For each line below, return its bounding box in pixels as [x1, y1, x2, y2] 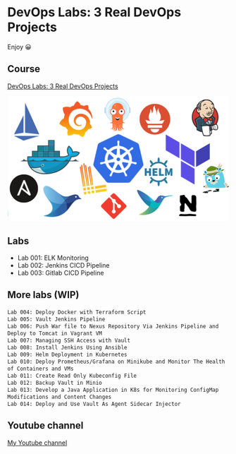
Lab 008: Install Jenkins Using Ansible [7, 344, 128, 351]
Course [7, 63, 41, 75]
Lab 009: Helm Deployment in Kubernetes [7, 351, 128, 358]
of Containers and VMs [7, 365, 74, 372]
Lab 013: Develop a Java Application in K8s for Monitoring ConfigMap [7, 386, 219, 393]
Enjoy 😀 [7, 42, 32, 51]
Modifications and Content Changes [7, 393, 112, 400]
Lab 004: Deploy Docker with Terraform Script [7, 309, 147, 316]
